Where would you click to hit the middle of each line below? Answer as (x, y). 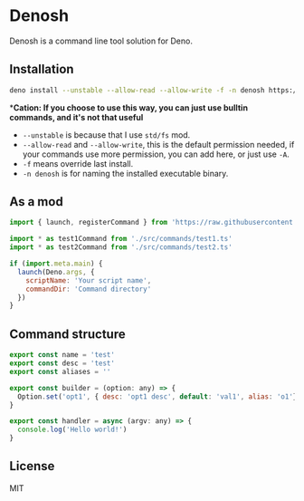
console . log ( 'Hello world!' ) (72, 430)
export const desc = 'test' (62, 363)
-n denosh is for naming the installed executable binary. (125, 173)
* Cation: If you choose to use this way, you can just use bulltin (129, 107)
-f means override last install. (78, 163)
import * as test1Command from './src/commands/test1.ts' (121, 239)
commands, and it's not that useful (76, 117)
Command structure (67, 334)
